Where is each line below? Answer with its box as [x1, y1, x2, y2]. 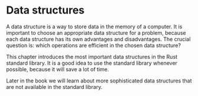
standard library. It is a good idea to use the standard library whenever [6, 59, 177, 67]
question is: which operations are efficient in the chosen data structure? [6, 42, 181, 49]
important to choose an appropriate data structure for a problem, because [6, 29, 186, 36]
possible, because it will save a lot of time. [6, 65, 109, 72]
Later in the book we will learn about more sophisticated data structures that [6, 77, 192, 84]
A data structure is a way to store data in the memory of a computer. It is [6, 23, 183, 30]
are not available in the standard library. [6, 83, 103, 90]
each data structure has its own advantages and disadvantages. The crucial [6, 35, 191, 42]
